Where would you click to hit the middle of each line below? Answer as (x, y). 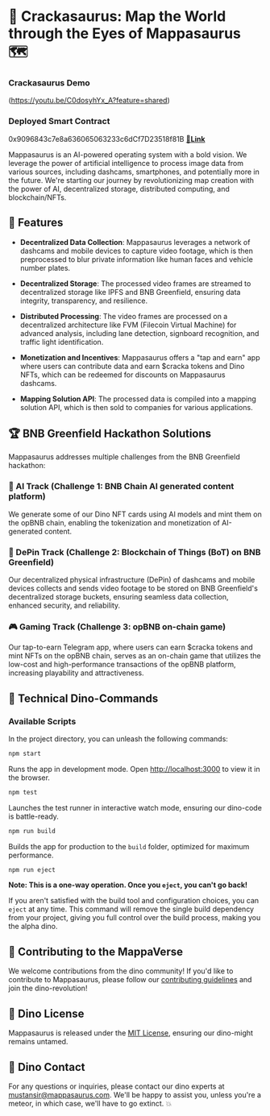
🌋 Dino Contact (47, 1067)
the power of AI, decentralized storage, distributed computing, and (119, 189)
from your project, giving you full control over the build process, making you (135, 918)
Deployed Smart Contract (59, 122)
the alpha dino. (33, 927)
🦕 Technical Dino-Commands (83, 698)
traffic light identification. (62, 342)
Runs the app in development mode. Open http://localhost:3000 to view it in (134, 769)
